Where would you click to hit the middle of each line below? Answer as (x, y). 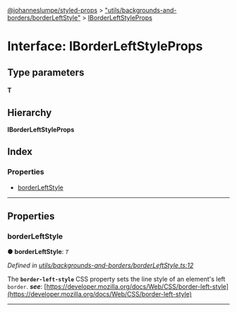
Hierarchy (30, 112)
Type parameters (46, 73)
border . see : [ (27, 287)
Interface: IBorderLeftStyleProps (105, 46)
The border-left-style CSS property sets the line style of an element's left (116, 279)
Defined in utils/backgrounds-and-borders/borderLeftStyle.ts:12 (101, 265)
